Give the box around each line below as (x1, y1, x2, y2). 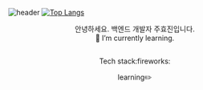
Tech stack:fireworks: (99, 56, 171, 66)
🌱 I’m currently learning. (95, 33, 175, 43)
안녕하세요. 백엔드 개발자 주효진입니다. (75, 24, 195, 34)
